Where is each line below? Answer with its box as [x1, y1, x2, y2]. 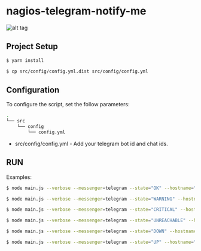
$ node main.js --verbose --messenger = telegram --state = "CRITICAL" [6, 207, 178, 213]
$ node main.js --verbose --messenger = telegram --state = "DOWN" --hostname [6, 228, 197, 235]
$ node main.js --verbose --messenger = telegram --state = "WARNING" [6, 196, 175, 202]
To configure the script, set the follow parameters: [6, 101, 130, 108]
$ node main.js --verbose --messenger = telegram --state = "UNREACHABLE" [6, 217, 186, 223]
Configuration [6, 85, 60, 95]
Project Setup [6, 41, 59, 52]
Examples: [6, 173, 32, 181]
